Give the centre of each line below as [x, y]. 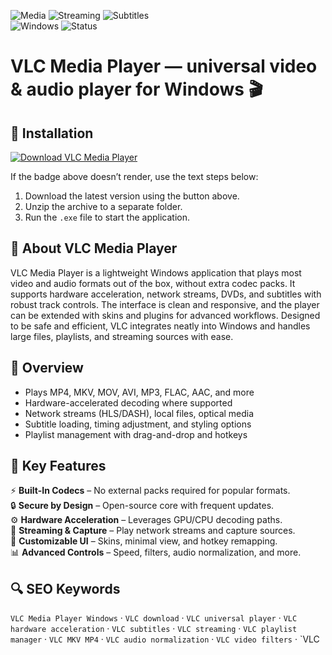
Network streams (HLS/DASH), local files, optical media [139, 413]
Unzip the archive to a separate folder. [103, 206]
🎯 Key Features [58, 466]
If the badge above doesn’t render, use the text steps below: [134, 176]
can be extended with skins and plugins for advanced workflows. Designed [165, 315]
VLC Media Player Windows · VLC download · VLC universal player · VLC [154, 618]
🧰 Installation [52, 133]
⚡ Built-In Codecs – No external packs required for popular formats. [150, 491]
